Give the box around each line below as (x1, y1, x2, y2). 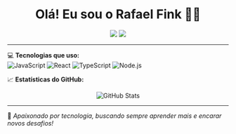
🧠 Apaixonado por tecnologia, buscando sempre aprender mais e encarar (7, 112, 222, 120)
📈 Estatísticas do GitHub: (7, 75, 84, 83)
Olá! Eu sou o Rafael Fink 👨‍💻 (34, 6, 202, 22)
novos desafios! (7, 119, 54, 127)
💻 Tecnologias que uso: (7, 51, 79, 59)
